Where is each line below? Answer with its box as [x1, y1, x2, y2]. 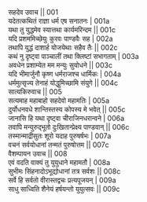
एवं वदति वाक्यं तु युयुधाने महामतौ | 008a [8, 158, 111, 167]
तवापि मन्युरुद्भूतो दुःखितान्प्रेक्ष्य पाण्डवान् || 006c [8, 123, 130, 131]
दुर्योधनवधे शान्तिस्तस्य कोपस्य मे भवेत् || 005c [8, 105, 126, 114]
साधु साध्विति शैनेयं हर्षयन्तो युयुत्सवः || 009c [8, 185, 120, 193]
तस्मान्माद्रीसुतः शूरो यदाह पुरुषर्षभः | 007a [8, 131, 112, 141]
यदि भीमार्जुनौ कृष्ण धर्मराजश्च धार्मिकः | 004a [8, 69, 122, 79]
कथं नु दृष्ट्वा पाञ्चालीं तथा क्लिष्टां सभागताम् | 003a [8, 52, 139, 61]
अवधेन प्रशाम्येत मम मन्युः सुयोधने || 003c [8, 61, 112, 70]
